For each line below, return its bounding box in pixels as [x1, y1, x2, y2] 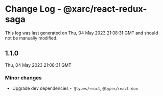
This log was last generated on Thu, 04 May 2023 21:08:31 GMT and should [5, 30, 158, 36]
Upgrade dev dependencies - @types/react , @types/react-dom [12, 85, 138, 91]
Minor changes [5, 74, 42, 81]
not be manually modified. [5, 35, 58, 41]
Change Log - [5, 3, 62, 15]
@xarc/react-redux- [63, 3, 147, 15]
